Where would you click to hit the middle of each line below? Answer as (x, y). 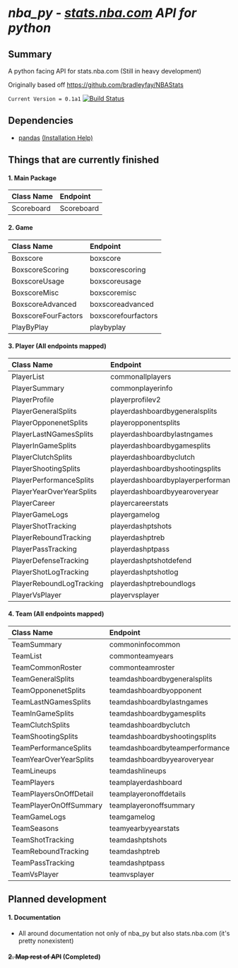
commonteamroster (142, 667)
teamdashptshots (138, 840)
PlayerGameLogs (40, 514)
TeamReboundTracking (50, 851)
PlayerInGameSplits (44, 445)
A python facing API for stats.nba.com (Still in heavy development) (105, 71)
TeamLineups (34, 771)
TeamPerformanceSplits (52, 748)
